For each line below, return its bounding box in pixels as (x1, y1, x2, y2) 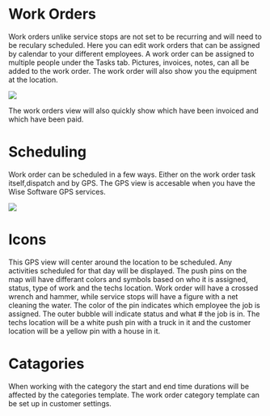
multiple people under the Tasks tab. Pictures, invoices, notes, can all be (8, 58, 250, 67)
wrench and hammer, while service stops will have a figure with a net (8, 291, 238, 301)
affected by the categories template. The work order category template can (8, 390, 260, 400)
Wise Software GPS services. (8, 187, 107, 196)
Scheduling (8, 143, 87, 161)
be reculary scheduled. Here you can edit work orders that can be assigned (8, 40, 260, 49)
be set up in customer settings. (8, 398, 112, 408)
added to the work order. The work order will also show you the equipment (8, 66, 257, 75)
